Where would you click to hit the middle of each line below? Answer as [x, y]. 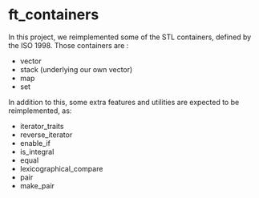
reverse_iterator [46, 135]
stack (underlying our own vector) [76, 69]
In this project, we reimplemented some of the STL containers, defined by [130, 37]
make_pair [37, 185]
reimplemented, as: [40, 111]
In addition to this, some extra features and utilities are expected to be [124, 102]
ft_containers [54, 15]
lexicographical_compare [61, 168]
